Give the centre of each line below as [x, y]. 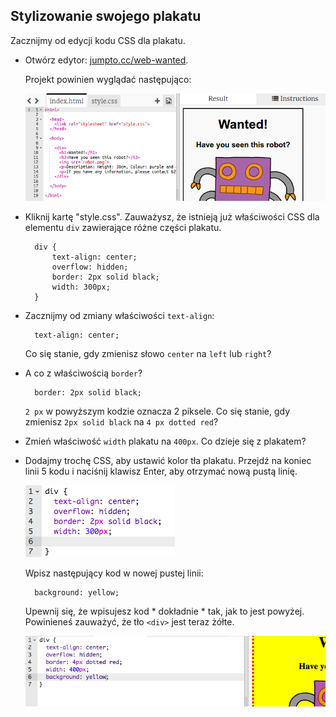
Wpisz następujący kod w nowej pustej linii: [114, 573]
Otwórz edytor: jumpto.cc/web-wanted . [106, 60]
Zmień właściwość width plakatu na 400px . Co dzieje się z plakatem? [165, 441]
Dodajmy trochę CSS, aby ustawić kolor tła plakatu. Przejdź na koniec [168, 460]
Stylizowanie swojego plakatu [106, 16]
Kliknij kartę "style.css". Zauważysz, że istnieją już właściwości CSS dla [172, 216]
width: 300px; [81, 287]
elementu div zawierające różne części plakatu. [123, 227]
